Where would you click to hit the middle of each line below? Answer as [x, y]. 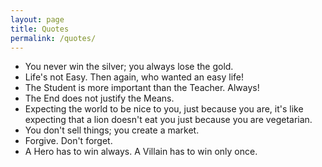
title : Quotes [40, 29]
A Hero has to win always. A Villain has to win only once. [141, 152]
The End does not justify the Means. [99, 98]
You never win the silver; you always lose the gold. [129, 67]
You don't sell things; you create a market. [112, 130]
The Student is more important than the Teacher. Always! [142, 88]
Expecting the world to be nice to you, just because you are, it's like [164, 109]
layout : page [37, 19]
